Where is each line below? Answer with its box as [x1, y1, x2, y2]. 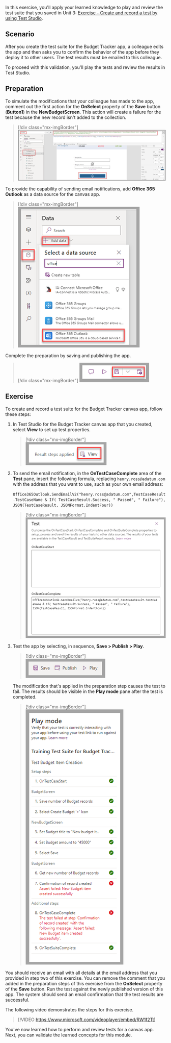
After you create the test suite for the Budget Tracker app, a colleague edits [5, 43, 164, 49]
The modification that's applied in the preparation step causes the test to [12, 683, 165, 689]
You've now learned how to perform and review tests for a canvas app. [5, 1027, 154, 1033]
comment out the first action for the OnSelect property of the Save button [5, 103, 161, 109]
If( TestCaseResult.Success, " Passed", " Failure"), [49, 497, 166, 502]
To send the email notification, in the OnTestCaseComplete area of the [12, 470, 162, 476]
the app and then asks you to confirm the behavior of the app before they [5, 48, 159, 55]
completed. [12, 694, 37, 700]
